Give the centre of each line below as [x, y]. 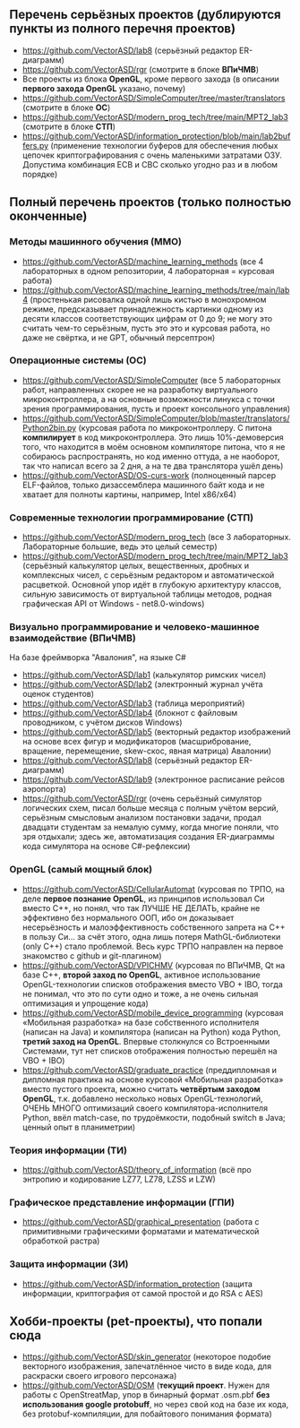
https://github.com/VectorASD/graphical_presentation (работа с [141, 1222]
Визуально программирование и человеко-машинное [134, 627]
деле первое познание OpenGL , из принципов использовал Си [143, 899]
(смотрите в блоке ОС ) [66, 108]
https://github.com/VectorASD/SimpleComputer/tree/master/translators [154, 98]
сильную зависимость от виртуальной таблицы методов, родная [147, 594]
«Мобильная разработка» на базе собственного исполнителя [141, 1022]
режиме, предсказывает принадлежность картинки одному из [143, 309]
